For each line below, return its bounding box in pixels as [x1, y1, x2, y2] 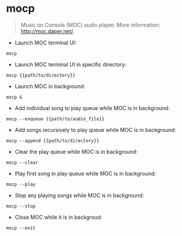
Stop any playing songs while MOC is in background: [14, 192, 144, 199]
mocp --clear [6, 159, 39, 166]
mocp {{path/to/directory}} [6, 72, 76, 78]
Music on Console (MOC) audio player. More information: [20, 21, 161, 28]
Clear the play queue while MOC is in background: [14, 148, 138, 155]
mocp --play [6, 181, 36, 187]
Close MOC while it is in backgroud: [14, 214, 103, 221]
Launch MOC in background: [14, 82, 85, 90]
